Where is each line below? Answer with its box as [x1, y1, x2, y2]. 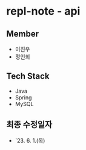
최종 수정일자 [6, 120, 53, 130]
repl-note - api [6, 4, 81, 18]
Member [6, 29, 39, 39]
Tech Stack [6, 71, 50, 82]
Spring [15, 93, 32, 101]
